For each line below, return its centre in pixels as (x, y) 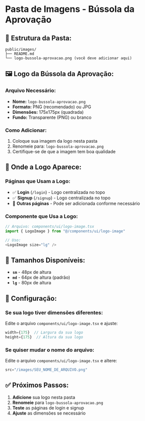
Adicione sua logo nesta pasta (44, 397)
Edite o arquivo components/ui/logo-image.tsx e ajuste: (62, 323)
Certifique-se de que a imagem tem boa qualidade (64, 151)
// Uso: (13, 240)
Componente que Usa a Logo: (42, 216)
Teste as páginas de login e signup (48, 408)
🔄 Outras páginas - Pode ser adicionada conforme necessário (76, 203)
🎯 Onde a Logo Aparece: (43, 167)
